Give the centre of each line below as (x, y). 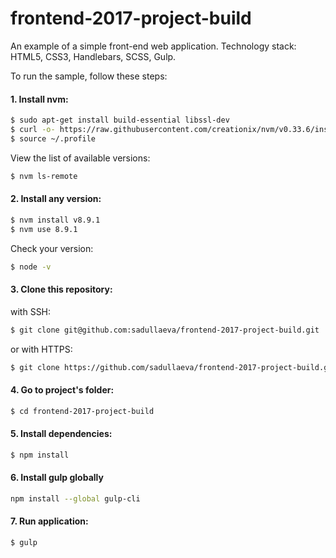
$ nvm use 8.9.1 (44, 229)
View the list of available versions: (80, 158)
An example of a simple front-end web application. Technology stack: (153, 46)
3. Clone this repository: (61, 289)
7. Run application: (49, 521)
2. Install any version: (56, 199)
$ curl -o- (33, 130)
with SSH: (31, 311)
